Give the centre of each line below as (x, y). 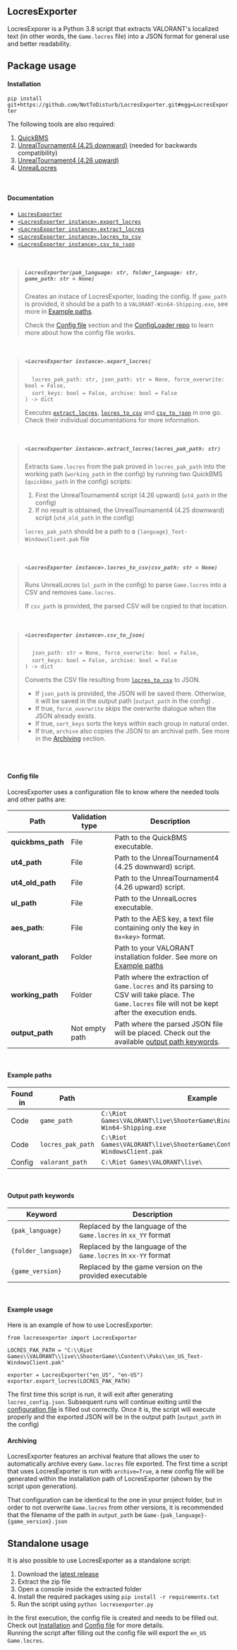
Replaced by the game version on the (141, 1267)
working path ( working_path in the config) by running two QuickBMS (124, 473)
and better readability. (39, 43)
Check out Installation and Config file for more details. (86, 1625)
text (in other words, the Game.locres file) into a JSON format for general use (118, 36)
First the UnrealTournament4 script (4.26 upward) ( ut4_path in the (131, 495)
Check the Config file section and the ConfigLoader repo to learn (119, 325)
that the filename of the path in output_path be (75, 1515)
